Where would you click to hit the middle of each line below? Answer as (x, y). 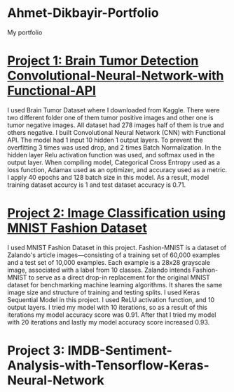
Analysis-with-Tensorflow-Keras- (109, 365)
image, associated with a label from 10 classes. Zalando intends (99, 270)
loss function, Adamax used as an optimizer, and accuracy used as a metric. (117, 169)
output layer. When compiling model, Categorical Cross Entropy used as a (114, 162)
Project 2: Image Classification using (117, 213)
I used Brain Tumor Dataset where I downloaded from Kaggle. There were (113, 110)
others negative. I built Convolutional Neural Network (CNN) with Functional (116, 132)
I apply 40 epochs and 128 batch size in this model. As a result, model (108, 177)
